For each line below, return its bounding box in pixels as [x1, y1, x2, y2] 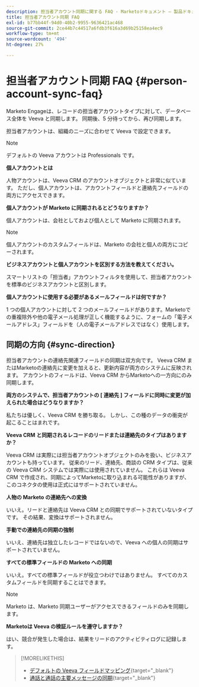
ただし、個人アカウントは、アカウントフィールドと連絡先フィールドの [17, 184, 188, 191]
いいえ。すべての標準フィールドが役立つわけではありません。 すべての [6, 571, 178, 578]
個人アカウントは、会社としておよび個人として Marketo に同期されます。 [6, 217, 184, 224]
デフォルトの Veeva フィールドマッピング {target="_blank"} [29, 667, 174, 674]
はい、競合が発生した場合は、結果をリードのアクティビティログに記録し [6, 635, 182, 643]
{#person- [135, 75, 188, 88]
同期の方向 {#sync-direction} [6, 340, 115, 350]
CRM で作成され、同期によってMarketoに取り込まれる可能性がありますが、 [6, 473, 190, 480]
